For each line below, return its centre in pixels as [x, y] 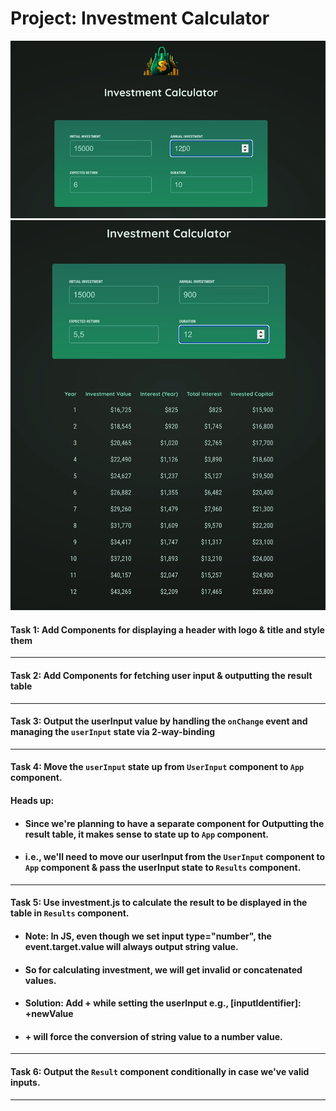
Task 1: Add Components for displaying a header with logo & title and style [167, 629]
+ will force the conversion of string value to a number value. [153, 1036]
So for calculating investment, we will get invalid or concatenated [163, 969]
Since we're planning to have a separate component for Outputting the [174, 823]
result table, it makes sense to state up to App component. [147, 834]
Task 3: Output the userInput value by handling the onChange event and [159, 721]
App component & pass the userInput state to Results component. [163, 868]
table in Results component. [70, 913]
